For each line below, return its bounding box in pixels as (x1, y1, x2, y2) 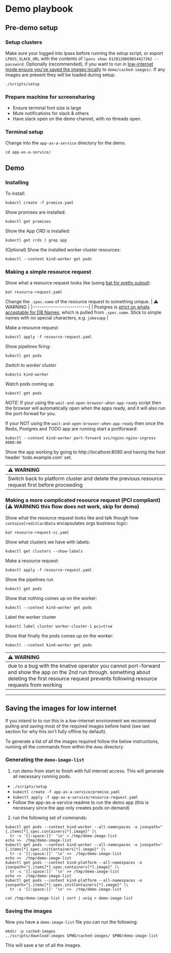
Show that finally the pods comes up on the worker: (5, 632, 113, 639)
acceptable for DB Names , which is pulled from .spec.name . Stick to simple (5, 309, 162, 315)
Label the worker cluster (5, 614, 56, 620)
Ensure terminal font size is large (12, 105, 81, 111)
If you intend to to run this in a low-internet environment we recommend (5, 717, 156, 724)
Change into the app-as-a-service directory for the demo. (5, 140, 126, 146)
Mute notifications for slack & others (12, 110, 89, 117)
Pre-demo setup (5, 23, 59, 32)
